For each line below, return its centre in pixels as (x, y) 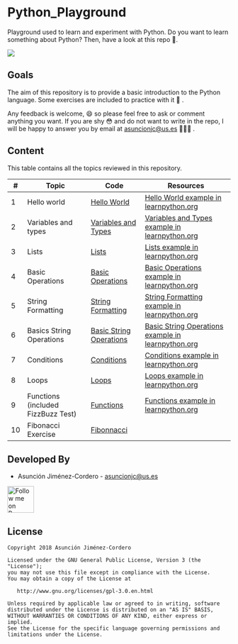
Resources (186, 185)
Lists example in (171, 247)
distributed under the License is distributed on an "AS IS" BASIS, (110, 610)
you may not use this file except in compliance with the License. (109, 573)
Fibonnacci (109, 430)
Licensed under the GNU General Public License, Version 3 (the (104, 560)
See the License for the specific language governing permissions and (114, 628)
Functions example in (180, 400)
